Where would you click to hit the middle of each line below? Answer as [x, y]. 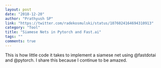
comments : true [20, 41]
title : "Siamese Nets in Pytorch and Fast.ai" [53, 32]
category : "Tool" [23, 28]
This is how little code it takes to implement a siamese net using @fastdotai [80, 55]
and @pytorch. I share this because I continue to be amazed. [66, 60]
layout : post [18, 9]
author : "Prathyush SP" [29, 18]
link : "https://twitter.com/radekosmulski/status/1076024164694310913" [79, 23]
